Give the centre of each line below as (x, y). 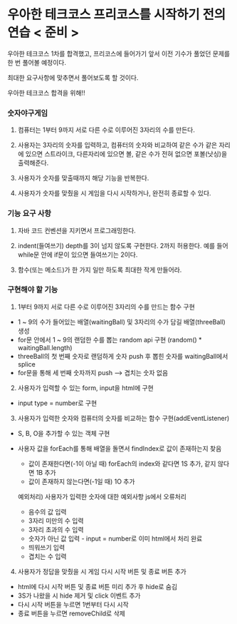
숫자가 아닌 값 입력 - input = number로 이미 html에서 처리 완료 (115, 538)
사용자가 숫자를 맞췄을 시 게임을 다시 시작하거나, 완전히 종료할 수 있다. (114, 193)
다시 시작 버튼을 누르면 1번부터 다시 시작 (73, 604)
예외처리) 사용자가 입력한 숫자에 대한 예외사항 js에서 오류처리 (102, 496)
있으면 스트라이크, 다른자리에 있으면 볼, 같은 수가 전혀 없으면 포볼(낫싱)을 (126, 154)
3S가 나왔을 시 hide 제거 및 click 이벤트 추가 (79, 595)
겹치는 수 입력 (47, 556)
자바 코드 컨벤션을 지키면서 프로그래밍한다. (77, 230)
